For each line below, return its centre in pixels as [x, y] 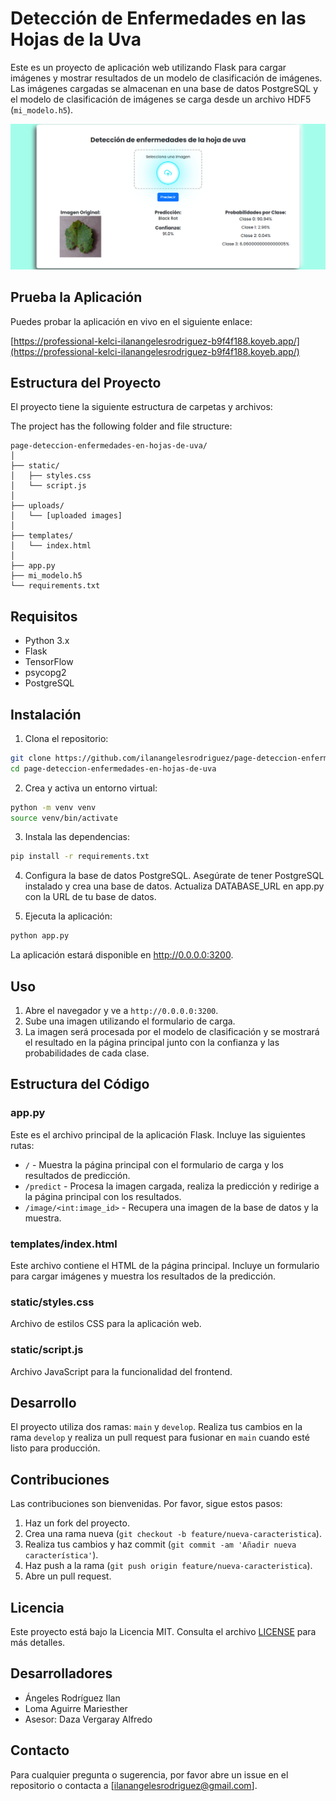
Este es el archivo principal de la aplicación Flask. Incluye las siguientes [158, 1134]
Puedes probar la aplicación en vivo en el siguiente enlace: [131, 321]
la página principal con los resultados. [103, 1196]
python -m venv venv [53, 807]
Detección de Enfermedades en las [158, 18]
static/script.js [47, 1350]
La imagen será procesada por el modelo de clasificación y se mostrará [172, 1032]
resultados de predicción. [77, 1175]
